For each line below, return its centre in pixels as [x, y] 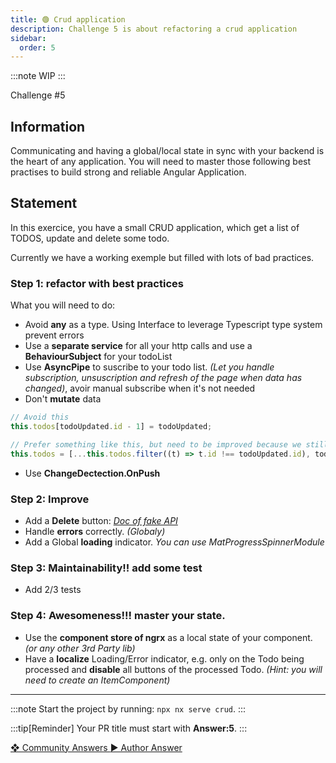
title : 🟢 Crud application [68, 19]
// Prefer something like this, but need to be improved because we [156, 444]
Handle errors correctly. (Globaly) [95, 531]
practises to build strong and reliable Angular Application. [128, 172]
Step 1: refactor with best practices [97, 283]
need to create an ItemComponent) [97, 680]
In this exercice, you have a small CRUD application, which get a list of [155, 227]
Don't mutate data [63, 399]
